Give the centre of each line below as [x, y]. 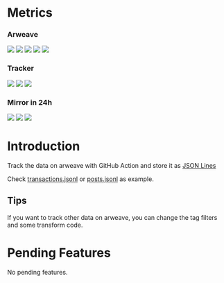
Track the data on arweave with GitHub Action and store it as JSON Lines [112, 166]
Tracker [21, 69]
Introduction [44, 146]
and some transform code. [45, 225]
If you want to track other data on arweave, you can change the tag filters [112, 217]
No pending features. [37, 272]
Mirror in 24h [30, 102]
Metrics [30, 13]
